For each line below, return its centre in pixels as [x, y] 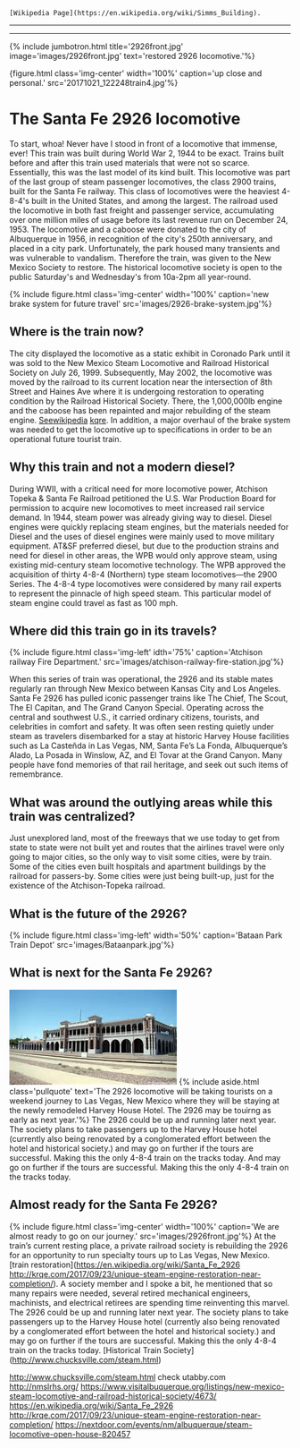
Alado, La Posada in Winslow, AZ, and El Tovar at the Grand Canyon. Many [146, 755]
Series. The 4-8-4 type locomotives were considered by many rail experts [146, 583]
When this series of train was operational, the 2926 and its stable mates [142, 679]
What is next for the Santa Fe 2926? [111, 973]
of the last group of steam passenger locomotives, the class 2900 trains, [143, 182]
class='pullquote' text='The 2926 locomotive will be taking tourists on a [141, 1091]
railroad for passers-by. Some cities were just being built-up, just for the [142, 876]
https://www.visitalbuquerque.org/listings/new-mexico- [182, 1386]
